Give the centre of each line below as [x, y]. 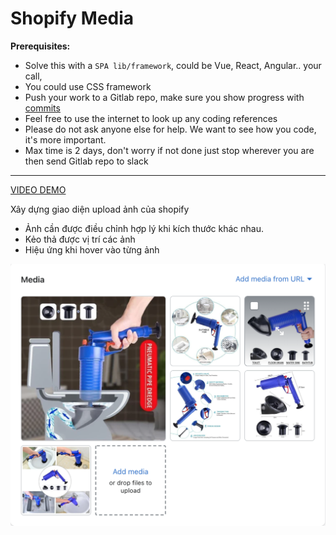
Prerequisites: [40, 46]
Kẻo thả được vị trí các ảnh [80, 239]
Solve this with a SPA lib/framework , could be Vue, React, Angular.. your [173, 65]
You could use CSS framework [88, 86]
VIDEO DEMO [38, 189]
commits [42, 108]
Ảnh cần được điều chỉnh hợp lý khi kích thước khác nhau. [144, 228]
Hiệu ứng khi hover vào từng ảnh [92, 249]
